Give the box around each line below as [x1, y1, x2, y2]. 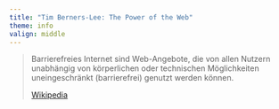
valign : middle [9, 29, 66, 38]
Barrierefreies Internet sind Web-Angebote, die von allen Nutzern [30, 54, 271, 65]
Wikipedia [30, 90, 69, 100]
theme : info [9, 21, 53, 30]
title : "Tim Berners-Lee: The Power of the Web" [9, 12, 193, 22]
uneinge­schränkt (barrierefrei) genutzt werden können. [30, 73, 234, 83]
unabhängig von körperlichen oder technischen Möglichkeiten [30, 63, 260, 74]
